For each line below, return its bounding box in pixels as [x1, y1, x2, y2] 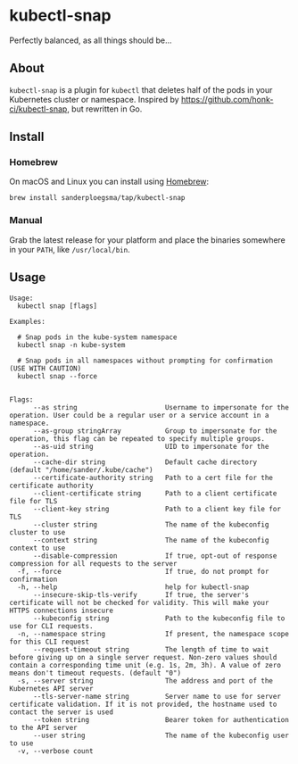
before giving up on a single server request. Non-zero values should [9, 652, 277, 661]
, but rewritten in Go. [66, 104, 143, 114]
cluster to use [9, 527, 66, 536]
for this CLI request [9, 637, 90, 646]
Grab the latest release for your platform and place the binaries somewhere [9, 234, 286, 245]
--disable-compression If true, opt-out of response [32, 551, 277, 561]
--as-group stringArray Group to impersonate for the [32, 426, 277, 436]
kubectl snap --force [17, 371, 98, 380]
